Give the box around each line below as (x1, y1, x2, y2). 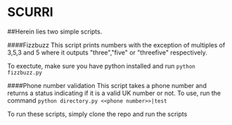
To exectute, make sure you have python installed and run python (7, 61, 195, 70)
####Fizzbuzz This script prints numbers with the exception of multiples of (7, 41, 226, 49)
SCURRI (7, 4, 54, 20)
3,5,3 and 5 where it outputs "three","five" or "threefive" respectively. (7, 48, 207, 57)
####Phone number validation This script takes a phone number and (7, 81, 207, 89)
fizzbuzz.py (7, 69, 42, 76)
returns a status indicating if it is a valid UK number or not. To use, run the (7, 89, 221, 97)
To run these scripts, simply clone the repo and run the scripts (7, 110, 188, 118)
